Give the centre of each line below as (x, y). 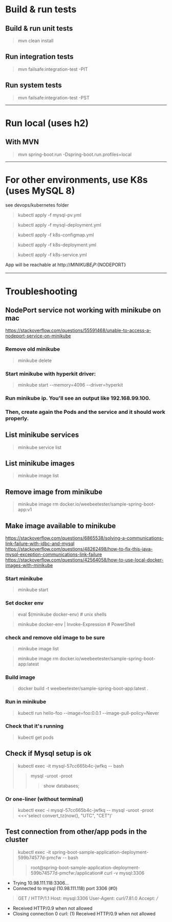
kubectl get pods (36, 737)
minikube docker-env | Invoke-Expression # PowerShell (77, 624)
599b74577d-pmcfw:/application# (67, 873)
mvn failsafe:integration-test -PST (53, 97)
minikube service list (39, 447)
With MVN (22, 142)
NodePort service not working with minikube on (83, 310)
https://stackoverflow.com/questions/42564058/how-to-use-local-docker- (84, 560)
